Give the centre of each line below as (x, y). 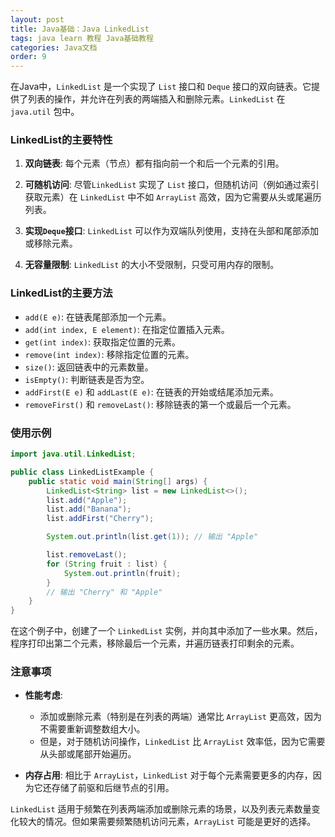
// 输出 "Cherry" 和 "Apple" (104, 592)
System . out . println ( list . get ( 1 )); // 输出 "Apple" (152, 537)
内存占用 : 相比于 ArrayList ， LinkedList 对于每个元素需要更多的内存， (168, 775)
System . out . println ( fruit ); (122, 573)
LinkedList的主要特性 (61, 140)
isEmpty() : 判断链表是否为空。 (87, 379)
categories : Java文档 (54, 47)
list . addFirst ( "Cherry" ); (100, 519)
